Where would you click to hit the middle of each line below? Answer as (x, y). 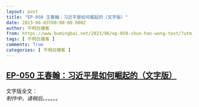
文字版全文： (22, 91)
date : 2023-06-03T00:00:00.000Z (46, 22)
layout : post (22, 12)
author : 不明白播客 (28, 28)
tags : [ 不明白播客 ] (31, 39)
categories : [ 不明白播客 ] (38, 50)
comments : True (25, 45)
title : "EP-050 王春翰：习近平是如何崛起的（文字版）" (67, 17)
